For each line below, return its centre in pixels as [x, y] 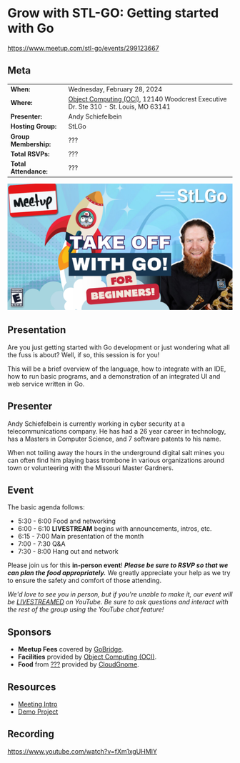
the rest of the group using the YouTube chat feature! [86, 609]
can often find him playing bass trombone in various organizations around [116, 460]
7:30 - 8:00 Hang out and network [68, 552]
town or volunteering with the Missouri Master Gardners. [90, 468]
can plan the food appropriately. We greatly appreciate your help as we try [119, 573]
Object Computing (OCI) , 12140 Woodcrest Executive [147, 99]
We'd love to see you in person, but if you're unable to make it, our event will [120, 594]
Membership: [31, 144]
